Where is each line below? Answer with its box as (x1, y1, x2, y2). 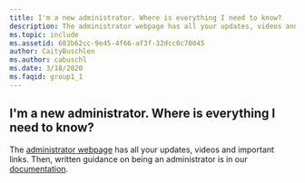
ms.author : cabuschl (9, 55, 88, 64)
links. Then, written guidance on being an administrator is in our (9, 153, 248, 164)
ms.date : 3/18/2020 (9, 64, 84, 73)
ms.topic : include (9, 30, 79, 39)
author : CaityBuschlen (9, 47, 95, 56)
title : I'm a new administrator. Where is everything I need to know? (9, 13, 282, 23)
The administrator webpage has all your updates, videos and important (9, 144, 275, 155)
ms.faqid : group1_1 (9, 72, 84, 82)
